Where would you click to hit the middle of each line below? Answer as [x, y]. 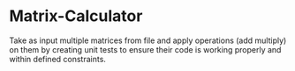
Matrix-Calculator [76, 16]
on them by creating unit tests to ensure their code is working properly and [145, 49]
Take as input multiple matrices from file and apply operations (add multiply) [148, 40]
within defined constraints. [57, 59]
